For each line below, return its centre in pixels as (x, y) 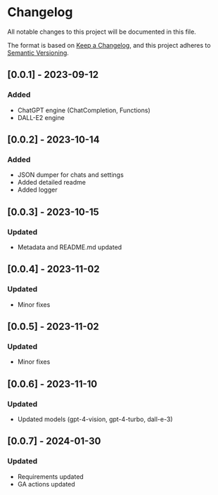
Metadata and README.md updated (70, 247)
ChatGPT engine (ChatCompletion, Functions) (84, 110)
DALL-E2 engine (41, 117)
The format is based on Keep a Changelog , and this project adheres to (109, 45)
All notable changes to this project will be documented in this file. (102, 32)
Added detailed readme (52, 183)
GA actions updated (46, 484)
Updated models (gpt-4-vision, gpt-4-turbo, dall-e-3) (95, 419)
